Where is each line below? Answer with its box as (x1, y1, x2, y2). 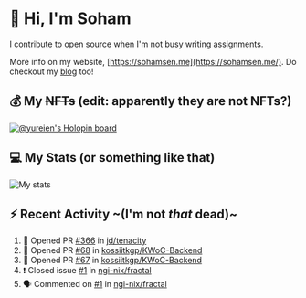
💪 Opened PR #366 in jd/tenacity (22, 235, 147, 246)
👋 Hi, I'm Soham (9, 8, 132, 29)
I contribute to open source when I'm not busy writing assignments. (9, 38, 264, 49)
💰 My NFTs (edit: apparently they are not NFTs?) (9, 93, 292, 109)
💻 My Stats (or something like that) (9, 150, 216, 165)
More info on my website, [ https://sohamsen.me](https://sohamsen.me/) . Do (9, 56, 297, 67)
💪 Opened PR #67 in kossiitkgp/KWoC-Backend (22, 255, 203, 266)
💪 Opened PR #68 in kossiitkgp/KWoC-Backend (22, 245, 203, 256)
